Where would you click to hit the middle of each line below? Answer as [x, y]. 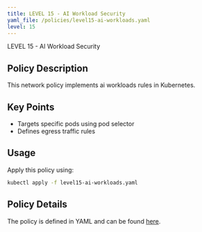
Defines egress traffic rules [56, 131]
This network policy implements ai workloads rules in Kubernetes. [101, 85]
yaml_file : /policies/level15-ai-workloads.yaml [79, 20]
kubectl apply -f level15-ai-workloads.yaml [73, 183]
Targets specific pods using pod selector [76, 124]
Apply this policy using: [41, 170]
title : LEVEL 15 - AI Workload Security [67, 14]
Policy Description [48, 68]
